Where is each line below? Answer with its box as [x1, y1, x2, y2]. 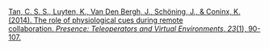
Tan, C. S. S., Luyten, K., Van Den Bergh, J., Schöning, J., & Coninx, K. [8, 7, 241, 16]
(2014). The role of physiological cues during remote [8, 15, 183, 25]
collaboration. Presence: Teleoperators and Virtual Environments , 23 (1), [8, 24, 246, 33]
